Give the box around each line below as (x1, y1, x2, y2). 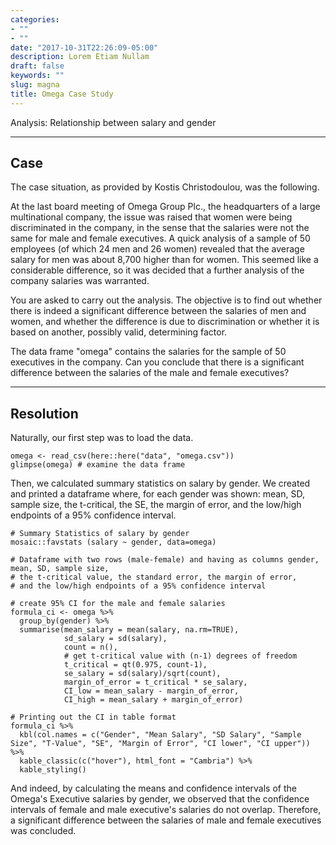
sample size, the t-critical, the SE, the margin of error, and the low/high (10, 499, 302, 511)
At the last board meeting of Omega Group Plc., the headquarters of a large (10, 201, 321, 213)
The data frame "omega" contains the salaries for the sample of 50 (10, 346, 287, 358)
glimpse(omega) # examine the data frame (10, 460, 186, 470)
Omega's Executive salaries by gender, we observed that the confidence (10, 793, 310, 805)
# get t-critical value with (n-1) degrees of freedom (63, 651, 298, 661)
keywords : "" (10, 71, 65, 81)
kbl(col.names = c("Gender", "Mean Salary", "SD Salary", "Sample (19, 730, 302, 740)
